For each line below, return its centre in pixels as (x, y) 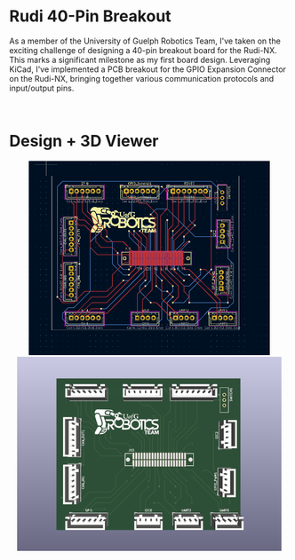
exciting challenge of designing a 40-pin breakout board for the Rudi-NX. (143, 50)
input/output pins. (42, 88)
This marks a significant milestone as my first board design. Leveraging (140, 59)
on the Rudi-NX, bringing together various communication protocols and (142, 78)
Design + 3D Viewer (84, 142)
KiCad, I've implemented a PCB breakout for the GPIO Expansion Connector (148, 69)
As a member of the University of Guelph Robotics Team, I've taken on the (145, 41)
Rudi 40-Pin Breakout (90, 16)
